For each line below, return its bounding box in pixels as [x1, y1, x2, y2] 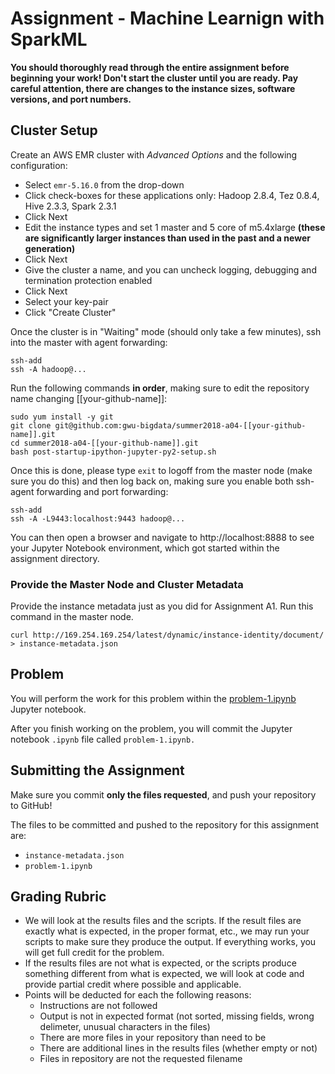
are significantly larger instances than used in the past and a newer [24, 232, 311, 244]
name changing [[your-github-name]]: [10, 392, 168, 404]
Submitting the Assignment [10, 762, 185, 779]
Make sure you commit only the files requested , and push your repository [10, 788, 317, 801]
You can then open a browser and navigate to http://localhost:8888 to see [10, 531, 315, 543]
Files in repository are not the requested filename [39, 1053, 243, 1065]
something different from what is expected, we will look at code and [24, 968, 305, 980]
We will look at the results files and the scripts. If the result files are [24, 915, 302, 927]
